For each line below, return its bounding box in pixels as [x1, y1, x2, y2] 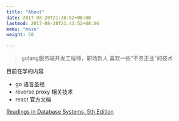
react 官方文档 [15, 96, 52, 103]
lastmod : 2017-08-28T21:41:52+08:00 [6, 20, 99, 26]
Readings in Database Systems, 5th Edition [6, 108, 114, 116]
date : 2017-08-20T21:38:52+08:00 [6, 15, 91, 21]
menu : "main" [6, 26, 40, 32]
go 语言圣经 [15, 81, 45, 88]
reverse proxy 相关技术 [15, 88, 73, 95]
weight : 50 [6, 32, 34, 38]
